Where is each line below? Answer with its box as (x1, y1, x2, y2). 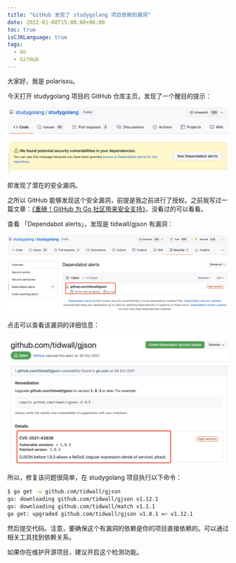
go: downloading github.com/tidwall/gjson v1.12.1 (7, 496, 159, 503)
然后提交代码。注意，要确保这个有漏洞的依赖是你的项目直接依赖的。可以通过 (7, 524, 229, 532)
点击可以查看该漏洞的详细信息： (7, 321, 100, 329)
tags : (7, 41, 23, 48)
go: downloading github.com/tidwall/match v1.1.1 (7, 503, 156, 510)
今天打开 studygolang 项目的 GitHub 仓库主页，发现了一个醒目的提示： (7, 91, 212, 100)
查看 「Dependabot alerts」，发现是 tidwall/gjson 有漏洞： (7, 219, 174, 228)
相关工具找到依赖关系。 (7, 533, 75, 541)
